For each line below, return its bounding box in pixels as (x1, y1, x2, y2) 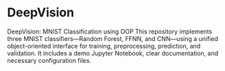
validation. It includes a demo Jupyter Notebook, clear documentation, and (7, 49, 219, 57)
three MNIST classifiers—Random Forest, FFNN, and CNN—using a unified (7, 34, 218, 42)
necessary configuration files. (7, 56, 91, 64)
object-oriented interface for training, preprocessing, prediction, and (7, 42, 201, 50)
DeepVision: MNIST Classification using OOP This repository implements (7, 27, 213, 35)
